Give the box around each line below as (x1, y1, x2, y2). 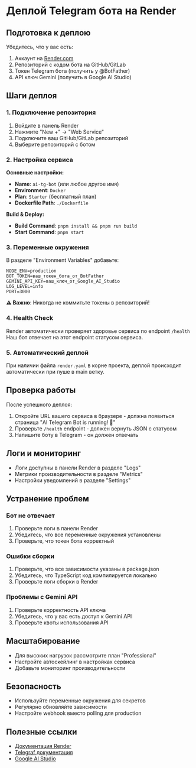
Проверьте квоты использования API (14, 619, 109, 626)
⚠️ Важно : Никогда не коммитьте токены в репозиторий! (6, 299, 150, 306)
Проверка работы (6, 385, 76, 396)
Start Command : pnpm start (14, 228, 84, 235)
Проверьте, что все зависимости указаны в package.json (14, 566, 159, 573)
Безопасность (6, 681, 61, 691)
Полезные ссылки (6, 727, 77, 737)
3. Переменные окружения (6, 243, 90, 251)
